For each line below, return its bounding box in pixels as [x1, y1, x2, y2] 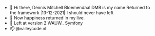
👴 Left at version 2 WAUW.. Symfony [9, 20, 83, 26]
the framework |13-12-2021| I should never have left [9, 10, 114, 16]
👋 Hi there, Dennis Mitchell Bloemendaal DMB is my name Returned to [9, 5, 150, 10]
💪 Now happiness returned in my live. [9, 15, 85, 20]
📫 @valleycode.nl [9, 26, 47, 31]
